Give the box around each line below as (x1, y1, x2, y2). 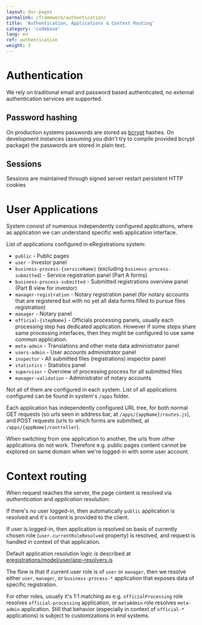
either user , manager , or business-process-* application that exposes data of (6, 575, 195, 582)
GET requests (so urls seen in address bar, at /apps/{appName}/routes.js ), (6, 410, 191, 418)
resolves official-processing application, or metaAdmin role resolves (6, 599, 177, 606)
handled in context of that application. (6, 539, 101, 546)
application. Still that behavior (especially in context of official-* (21, 606, 185, 613)
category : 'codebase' (6, 25, 61, 32)
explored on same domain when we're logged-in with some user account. (6, 448, 190, 455)
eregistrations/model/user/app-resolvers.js (6, 557, 113, 564)
